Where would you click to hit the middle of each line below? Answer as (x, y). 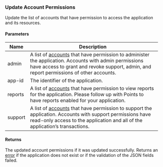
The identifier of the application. (66, 80)
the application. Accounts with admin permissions (87, 61)
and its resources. (23, 23)
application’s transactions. (60, 126)
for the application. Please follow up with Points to (87, 94)
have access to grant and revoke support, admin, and (90, 67)
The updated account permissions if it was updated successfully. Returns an (81, 150)
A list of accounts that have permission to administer (90, 55)
